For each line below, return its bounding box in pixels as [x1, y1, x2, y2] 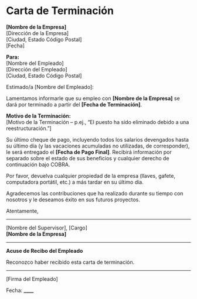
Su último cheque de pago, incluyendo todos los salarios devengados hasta [6, 136, 189, 143]
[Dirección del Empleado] [6, 66, 67, 73]
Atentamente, [6, 207, 39, 214]
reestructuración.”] [6, 125, 52, 132]
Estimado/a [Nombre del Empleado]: [6, 83, 94, 90]
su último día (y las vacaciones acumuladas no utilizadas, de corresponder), [6, 142, 190, 149]
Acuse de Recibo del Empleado [6, 247, 83, 254]
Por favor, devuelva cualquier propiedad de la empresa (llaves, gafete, [6, 172, 176, 179]
